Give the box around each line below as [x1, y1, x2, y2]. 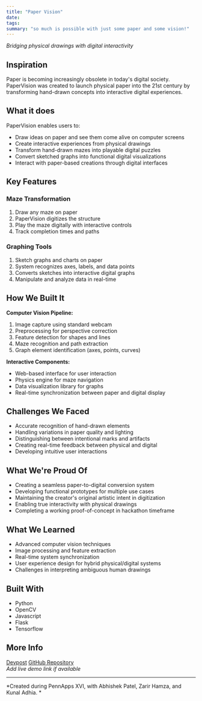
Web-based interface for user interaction [14, 369, 117, 377]
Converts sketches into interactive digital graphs [14, 269, 135, 276]
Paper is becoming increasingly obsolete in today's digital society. [6, 76, 170, 83]
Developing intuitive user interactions [14, 448, 108, 455]
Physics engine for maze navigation [14, 376, 103, 383]
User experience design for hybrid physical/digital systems [14, 560, 161, 567]
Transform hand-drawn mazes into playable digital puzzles [14, 146, 161, 154]
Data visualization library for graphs [14, 382, 104, 389]
